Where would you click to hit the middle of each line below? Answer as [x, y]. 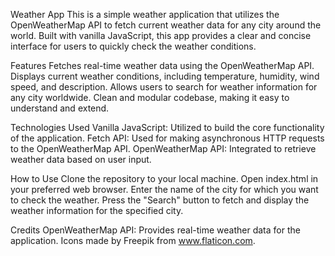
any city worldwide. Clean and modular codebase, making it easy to [150, 97]
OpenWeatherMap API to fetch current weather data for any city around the [166, 25]
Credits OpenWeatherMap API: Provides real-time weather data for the [155, 230]
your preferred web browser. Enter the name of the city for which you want [164, 189]
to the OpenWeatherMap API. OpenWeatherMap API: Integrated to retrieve [163, 148]
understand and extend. [60, 108]
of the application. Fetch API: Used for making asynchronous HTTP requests [167, 138]
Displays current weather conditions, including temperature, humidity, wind [165, 76]
